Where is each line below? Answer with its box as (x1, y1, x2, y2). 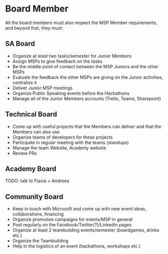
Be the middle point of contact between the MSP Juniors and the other (12, 63, 159, 69)
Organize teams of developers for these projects (12, 134, 113, 140)
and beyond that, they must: (5, 25, 64, 31)
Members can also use (12, 129, 60, 135)
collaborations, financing (12, 211, 64, 217)
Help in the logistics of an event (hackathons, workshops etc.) (12, 243, 141, 249)
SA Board (5, 40, 35, 48)
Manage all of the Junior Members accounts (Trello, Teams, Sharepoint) (12, 95, 161, 101)
